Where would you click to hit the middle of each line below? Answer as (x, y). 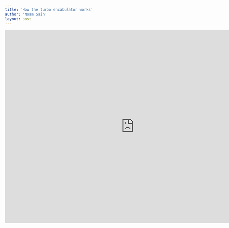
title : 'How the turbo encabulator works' (49, 10)
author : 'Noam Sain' (26, 14)
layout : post (18, 19)
